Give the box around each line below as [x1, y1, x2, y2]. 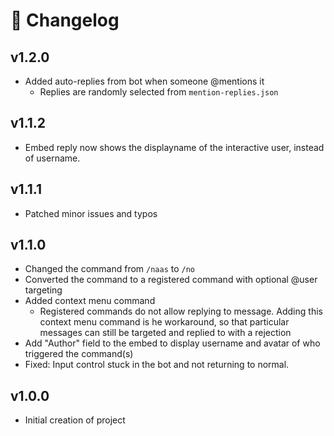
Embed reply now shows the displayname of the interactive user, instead [24, 141, 325, 153]
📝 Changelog [10, 9, 120, 32]
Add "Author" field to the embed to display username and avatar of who [24, 337, 321, 349]
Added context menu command [24, 295, 156, 307]
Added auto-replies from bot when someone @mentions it [24, 75, 265, 87]
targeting [24, 284, 63, 296]
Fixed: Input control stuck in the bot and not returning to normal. [24, 359, 290, 371]
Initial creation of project [24, 414, 126, 426]
